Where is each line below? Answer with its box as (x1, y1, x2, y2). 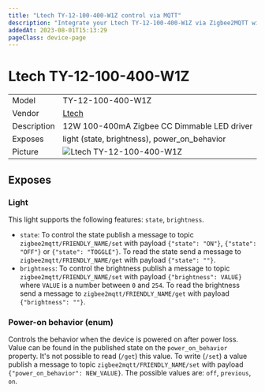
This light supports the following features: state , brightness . (8, 215, 205, 224)
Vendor (12, 108, 39, 119)
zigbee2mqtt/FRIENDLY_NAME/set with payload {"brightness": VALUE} (19, 271, 242, 281)
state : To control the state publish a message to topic (19, 230, 195, 239)
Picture (12, 147, 39, 158)
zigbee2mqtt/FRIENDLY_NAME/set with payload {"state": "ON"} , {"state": (19, 238, 257, 248)
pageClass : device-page (8, 33, 87, 42)
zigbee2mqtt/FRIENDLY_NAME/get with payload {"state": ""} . (19, 255, 216, 264)
